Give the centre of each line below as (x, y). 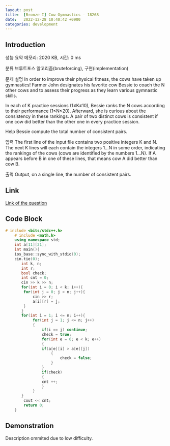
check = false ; (76, 358)
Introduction (25, 44)
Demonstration (30, 426)
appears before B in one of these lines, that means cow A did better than (81, 158)
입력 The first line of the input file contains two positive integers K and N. (81, 142)
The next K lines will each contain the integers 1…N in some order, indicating (85, 148)
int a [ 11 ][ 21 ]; (31, 245)
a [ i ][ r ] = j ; (46, 301)
